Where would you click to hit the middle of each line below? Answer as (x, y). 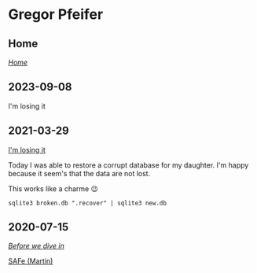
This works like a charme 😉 (53, 188)
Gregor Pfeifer (56, 15)
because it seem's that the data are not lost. (79, 173)
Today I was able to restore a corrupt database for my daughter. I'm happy (128, 165)
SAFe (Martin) (31, 261)
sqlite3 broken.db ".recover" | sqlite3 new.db (88, 203)
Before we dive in (36, 246)
